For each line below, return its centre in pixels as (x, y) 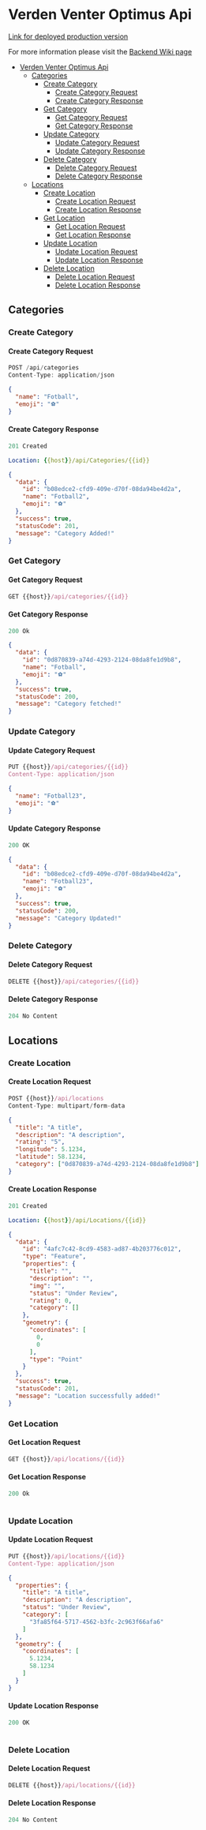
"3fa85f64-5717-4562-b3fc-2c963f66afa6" (96, 1622)
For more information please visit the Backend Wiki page (100, 51)
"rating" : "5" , (40, 1142)
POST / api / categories (44, 368)
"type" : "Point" (56, 1359)
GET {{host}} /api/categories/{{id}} (68, 596)
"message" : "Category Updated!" (69, 918)
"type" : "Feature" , (54, 1257)
